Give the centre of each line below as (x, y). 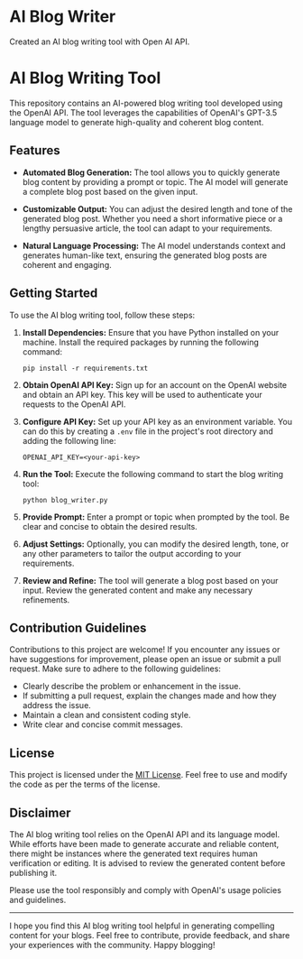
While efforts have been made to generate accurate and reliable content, (144, 844)
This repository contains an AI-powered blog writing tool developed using (146, 103)
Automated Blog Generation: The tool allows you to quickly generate (151, 172)
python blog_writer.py (65, 500)
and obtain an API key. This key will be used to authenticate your (142, 394)
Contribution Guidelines (78, 627)
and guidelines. (38, 899)
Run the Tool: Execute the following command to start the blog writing (153, 474)
